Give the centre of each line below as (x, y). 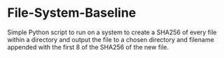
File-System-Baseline (72, 13)
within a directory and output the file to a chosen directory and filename (111, 39)
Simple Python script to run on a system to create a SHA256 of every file (112, 32)
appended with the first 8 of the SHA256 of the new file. (88, 47)
